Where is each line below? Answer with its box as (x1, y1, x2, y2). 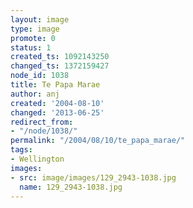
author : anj (10, 89, 60, 99)
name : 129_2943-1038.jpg (19, 182, 123, 192)
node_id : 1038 (10, 71, 70, 81)
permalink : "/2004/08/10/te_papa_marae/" (10, 136, 186, 146)
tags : (10, 145, 33, 155)
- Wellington (10, 154, 65, 164)
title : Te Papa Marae (10, 80, 101, 90)
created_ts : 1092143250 (10, 52, 110, 62)
